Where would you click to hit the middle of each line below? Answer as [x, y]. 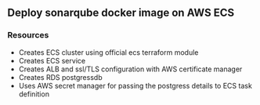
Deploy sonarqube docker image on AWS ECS [121, 13]
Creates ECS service [52, 60]
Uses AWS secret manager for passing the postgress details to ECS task [135, 85]
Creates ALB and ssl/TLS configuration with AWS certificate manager [130, 69]
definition [34, 94]
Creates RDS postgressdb [60, 77]
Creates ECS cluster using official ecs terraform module [108, 52]
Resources [28, 35]
